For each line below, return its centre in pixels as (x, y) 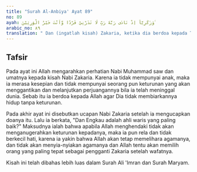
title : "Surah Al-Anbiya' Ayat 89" (50, 11)
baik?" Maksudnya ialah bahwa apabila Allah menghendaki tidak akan (90, 126)
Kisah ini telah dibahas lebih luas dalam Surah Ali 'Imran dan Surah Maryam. (98, 163)
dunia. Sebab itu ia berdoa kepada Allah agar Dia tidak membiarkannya (91, 96)
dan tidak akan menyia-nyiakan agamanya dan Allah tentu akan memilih (92, 145)
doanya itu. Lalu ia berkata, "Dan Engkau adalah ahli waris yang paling (91, 120)
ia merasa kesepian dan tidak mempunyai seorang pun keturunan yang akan (98, 83)
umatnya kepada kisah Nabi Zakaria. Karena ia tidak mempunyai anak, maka (98, 77)
